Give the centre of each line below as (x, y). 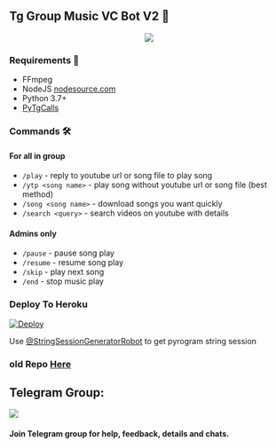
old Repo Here (40, 364)
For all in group (37, 155)
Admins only (33, 233)
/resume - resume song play (73, 263)
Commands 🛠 (40, 131)
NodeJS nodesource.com (69, 89)
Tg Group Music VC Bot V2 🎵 (90, 16)
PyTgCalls (40, 108)
